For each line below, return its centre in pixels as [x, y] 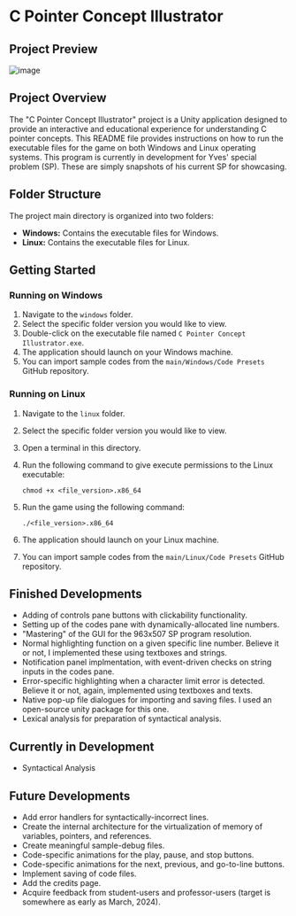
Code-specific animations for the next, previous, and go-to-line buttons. [153, 865]
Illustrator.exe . [53, 343]
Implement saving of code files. [79, 873]
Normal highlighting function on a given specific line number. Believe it [151, 643]
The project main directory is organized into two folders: [111, 215]
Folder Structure [55, 194]
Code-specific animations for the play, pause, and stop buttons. [138, 855]
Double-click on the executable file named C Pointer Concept [134, 333]
